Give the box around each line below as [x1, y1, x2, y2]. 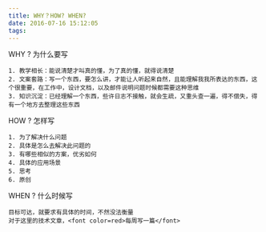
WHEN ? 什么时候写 [8, 191, 74, 201]
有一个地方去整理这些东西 [8, 101, 80, 109]
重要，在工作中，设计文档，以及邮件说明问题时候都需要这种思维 [19, 84, 199, 92]
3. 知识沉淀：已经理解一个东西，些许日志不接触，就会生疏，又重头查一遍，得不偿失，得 [8, 93, 258, 101]
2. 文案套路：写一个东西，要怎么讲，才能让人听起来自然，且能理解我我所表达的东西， [8, 75, 252, 84]
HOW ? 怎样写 [8, 116, 54, 126]
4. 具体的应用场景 [8, 159, 62, 167]
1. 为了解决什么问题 [8, 134, 67, 142]
